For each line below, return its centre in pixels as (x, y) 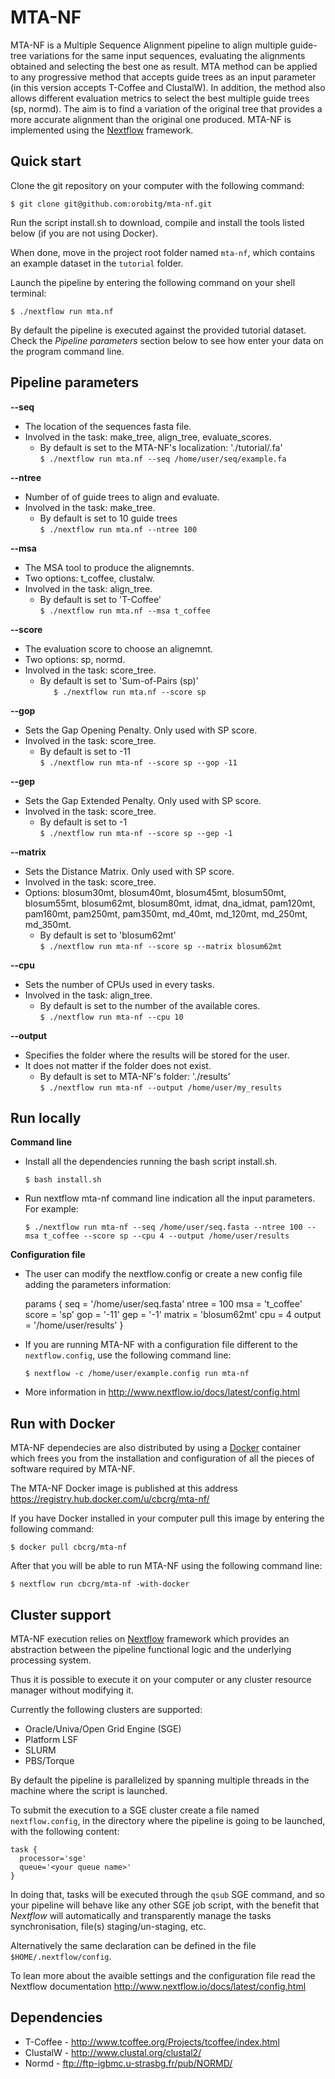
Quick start (46, 161)
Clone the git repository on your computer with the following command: (157, 185)
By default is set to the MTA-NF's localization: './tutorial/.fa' (161, 447)
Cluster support (61, 1614)
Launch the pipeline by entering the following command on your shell (153, 282)
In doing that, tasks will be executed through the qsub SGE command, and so (167, 1894)
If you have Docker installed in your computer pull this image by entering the (167, 1518)
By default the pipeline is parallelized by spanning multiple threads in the (160, 1780)
